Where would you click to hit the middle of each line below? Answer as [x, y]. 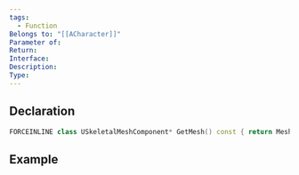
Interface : [29, 59]
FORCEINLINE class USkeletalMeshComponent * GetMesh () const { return [141, 131]
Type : [19, 76]
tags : [19, 17]
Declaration [42, 111]
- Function [37, 26]
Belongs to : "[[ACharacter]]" [65, 34]
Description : [33, 68]
